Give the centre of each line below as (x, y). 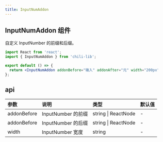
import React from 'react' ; (33, 52)
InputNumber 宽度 (63, 132)
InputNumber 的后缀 (65, 123)
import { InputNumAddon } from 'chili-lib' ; (51, 57)
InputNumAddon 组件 (38, 30)
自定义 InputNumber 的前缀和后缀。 (41, 43)
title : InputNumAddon (27, 9)
